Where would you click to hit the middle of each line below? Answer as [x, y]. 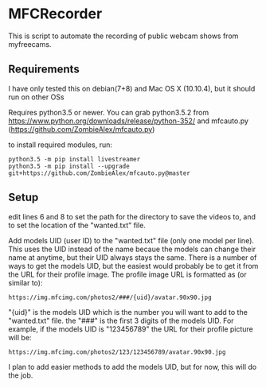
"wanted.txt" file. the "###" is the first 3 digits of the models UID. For [121, 320]
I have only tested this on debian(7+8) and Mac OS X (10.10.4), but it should [132, 88]
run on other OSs [37, 97]
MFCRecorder [55, 14]
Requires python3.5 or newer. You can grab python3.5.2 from [109, 112]
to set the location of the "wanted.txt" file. [77, 225]
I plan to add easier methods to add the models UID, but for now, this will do [133, 367]
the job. [21, 375]
